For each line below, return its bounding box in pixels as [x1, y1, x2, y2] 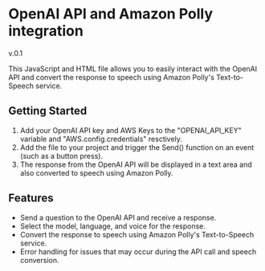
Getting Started [8, 104, 88, 118]
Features [8, 192, 54, 205]
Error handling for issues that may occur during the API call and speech [19, 246, 257, 257]
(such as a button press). [19, 151, 103, 160]
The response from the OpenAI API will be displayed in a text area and [19, 160, 252, 169]
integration [8, 22, 84, 40]
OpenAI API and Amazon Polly [8, 5, 214, 23]
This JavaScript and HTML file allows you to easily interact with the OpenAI [8, 63, 258, 73]
